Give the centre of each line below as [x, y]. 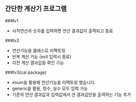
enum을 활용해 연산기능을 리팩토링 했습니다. [54, 82]
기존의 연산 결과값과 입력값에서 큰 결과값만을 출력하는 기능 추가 [71, 94]
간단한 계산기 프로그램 [36, 9]
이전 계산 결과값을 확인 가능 [38, 63]
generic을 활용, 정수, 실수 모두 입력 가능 [50, 88]
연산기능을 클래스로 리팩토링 [39, 51]
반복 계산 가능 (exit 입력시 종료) [42, 56]
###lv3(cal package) [26, 72]
